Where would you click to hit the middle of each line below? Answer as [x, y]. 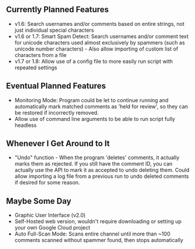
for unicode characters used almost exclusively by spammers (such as [100, 42]
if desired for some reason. [47, 183]
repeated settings [36, 68]
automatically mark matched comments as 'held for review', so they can [101, 106]
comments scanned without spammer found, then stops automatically [99, 240]
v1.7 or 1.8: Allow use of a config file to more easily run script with [94, 61]
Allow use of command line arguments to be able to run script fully [95, 119]
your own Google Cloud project [52, 228]
